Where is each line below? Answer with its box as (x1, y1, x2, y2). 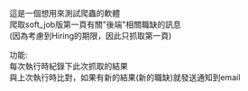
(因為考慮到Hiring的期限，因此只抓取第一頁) (9, 31, 172, 41)
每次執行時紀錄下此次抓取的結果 (9, 61, 128, 71)
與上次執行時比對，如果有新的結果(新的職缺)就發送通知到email (9, 72, 241, 83)
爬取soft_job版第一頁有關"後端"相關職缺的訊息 (9, 19, 182, 30)
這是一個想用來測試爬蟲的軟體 (9, 8, 120, 18)
